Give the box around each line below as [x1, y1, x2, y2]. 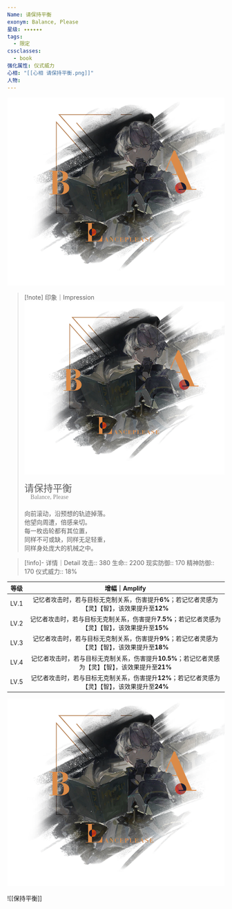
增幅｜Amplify [104, 584, 146, 592]
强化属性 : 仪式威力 [7, 62, 55, 69]
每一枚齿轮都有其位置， [23, 526, 91, 535]
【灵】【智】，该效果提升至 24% [81, 682, 169, 690]
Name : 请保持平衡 [7, 11, 52, 18]
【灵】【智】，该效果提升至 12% [81, 604, 169, 612]
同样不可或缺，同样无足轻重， [23, 535, 109, 544]
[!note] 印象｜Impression [23, 293, 95, 301]
